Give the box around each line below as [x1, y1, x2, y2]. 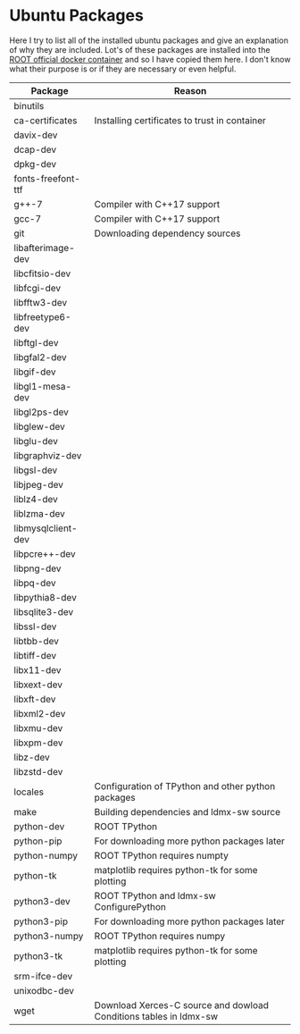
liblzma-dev [13, 507, 65, 519]
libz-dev [13, 751, 51, 763]
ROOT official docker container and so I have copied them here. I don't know [9, 54, 291, 64]
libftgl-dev [13, 336, 59, 349]
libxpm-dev [13, 736, 63, 749]
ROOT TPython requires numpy [94, 929, 226, 942]
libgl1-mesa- [13, 380, 72, 392]
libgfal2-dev [13, 350, 67, 363]
